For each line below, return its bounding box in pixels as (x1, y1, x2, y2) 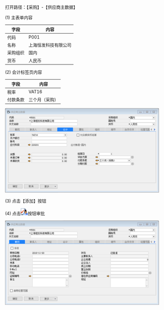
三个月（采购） (28, 97, 59, 103)
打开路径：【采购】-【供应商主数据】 (5, 4, 78, 10)
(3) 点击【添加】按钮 (5, 198, 46, 204)
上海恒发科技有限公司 (28, 42, 72, 48)
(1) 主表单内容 (5, 15, 33, 21)
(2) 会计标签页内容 (5, 69, 42, 75)
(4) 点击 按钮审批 (5, 210, 45, 216)
